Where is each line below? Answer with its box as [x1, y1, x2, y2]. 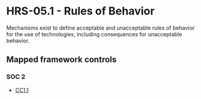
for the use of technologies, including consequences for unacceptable [6, 30, 182, 37]
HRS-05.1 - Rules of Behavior [6, 4, 155, 18]
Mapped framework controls [6, 54, 117, 65]
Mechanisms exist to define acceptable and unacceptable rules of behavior [6, 24, 195, 31]
